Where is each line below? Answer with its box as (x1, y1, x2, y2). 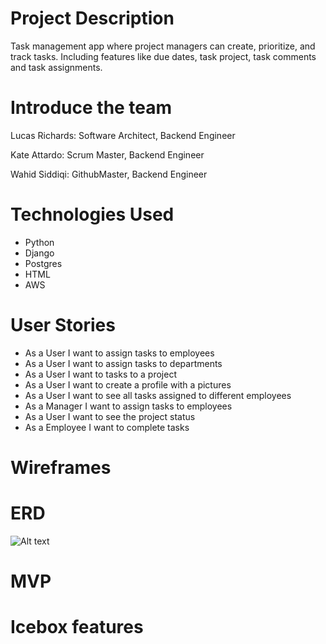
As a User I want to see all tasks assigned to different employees (24, 389, 292, 401)
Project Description (10, 7, 175, 30)
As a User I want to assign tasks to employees (24, 347, 215, 359)
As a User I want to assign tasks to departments (24, 357, 223, 369)
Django (24, 247, 55, 259)
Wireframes (10, 456, 112, 479)
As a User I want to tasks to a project (24, 368, 177, 380)
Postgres (24, 257, 63, 269)
